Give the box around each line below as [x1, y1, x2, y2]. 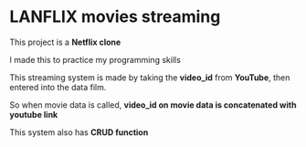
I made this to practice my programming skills [9, 54, 181, 65]
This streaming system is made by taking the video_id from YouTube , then [9, 71, 290, 83]
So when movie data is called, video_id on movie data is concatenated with [9, 99, 297, 110]
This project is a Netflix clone [9, 37, 121, 47]
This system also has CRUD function [9, 126, 149, 138]
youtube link [9, 109, 58, 120]
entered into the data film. [9, 81, 107, 92]
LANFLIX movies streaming [9, 6, 221, 27]
